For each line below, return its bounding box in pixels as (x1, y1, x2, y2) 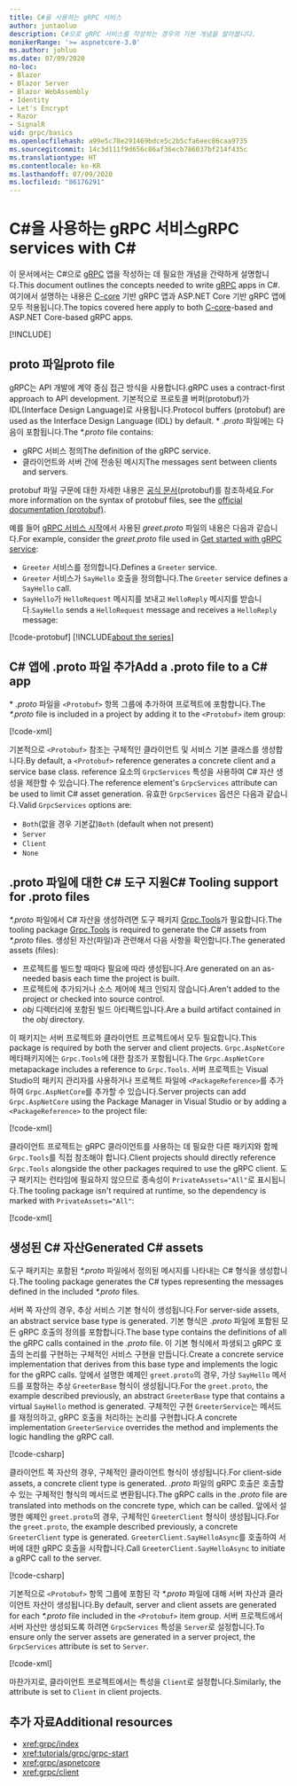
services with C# (9, 239, 137, 258)
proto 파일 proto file (9, 356, 115, 372)
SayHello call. (21, 583, 72, 593)
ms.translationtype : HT (9, 153, 98, 162)
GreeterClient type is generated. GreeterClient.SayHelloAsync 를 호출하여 (9, 1531, 277, 1543)
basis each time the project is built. (51, 973, 180, 983)
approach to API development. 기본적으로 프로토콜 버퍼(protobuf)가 (9, 393, 250, 403)
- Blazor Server (9, 79, 69, 88)
